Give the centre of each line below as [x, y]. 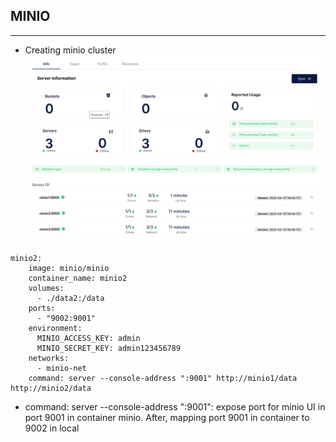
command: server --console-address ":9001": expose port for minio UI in [175, 407]
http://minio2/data [51, 389]
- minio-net [61, 369]
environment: [55, 329]
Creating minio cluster [70, 50]
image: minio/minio [69, 269]
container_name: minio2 [78, 279]
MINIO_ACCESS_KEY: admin [88, 339]
